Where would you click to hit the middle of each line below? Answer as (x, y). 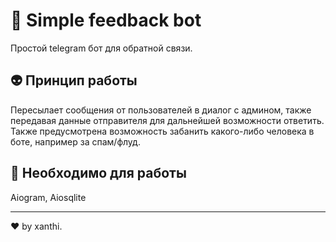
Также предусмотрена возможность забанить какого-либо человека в (162, 131)
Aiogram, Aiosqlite (48, 197)
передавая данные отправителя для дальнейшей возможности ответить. (167, 120)
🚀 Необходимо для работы (98, 173)
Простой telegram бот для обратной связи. (101, 48)
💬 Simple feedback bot (106, 20)
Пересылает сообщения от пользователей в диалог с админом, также (161, 110)
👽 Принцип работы (74, 80)
